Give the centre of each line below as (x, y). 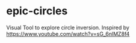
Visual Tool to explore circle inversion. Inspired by (68, 27)
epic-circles (37, 11)
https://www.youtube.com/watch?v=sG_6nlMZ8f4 (68, 33)
